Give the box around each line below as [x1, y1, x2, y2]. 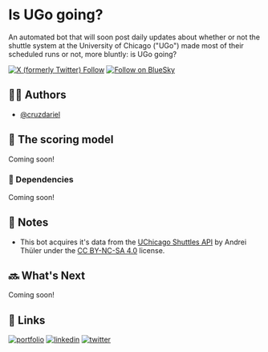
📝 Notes [8, 215, 49, 230]
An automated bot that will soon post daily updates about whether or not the [8, 32, 261, 42]
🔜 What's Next [8, 269, 86, 283]
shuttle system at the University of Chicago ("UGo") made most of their [8, 40, 245, 50]
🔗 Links [8, 313, 46, 327]
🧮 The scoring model [8, 133, 114, 146]
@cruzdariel [19, 109, 61, 119]
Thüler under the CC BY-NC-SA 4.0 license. [19, 245, 165, 255]
